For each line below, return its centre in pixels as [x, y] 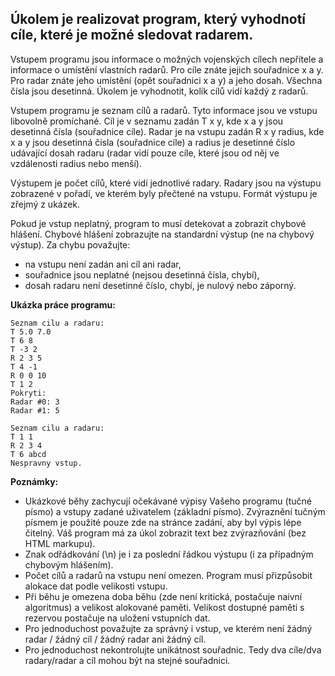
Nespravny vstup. [46, 463]
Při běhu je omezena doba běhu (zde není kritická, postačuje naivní [163, 596]
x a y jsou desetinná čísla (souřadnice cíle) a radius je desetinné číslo [153, 142]
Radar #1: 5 [35, 410]
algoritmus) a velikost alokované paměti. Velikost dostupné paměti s [164, 607]
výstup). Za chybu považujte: [70, 244]
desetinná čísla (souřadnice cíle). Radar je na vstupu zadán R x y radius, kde [167, 131]
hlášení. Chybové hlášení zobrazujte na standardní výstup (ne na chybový [162, 234]
